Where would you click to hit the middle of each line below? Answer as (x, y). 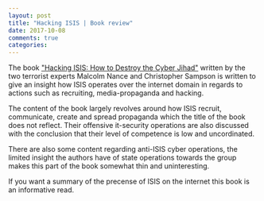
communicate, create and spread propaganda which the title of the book (127, 117)
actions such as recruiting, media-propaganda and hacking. (106, 93)
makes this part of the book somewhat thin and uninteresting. (109, 166)
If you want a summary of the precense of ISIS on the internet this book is (129, 182)
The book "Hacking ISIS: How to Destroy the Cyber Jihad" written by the (127, 68)
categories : (28, 45)
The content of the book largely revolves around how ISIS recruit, (115, 109)
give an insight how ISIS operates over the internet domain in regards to (126, 85)
